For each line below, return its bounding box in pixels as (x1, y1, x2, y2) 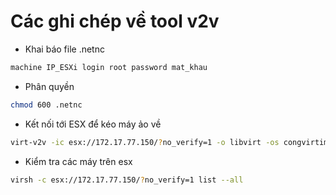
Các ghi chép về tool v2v (10, 10, 220, 33)
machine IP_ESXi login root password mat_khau (10, 62, 208, 72)
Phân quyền (24, 80, 75, 92)
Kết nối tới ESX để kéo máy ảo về (24, 118, 162, 130)
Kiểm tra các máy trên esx (24, 155, 133, 167)
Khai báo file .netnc (24, 43, 105, 55)
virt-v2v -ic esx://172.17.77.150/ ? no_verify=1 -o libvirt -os (10, 137, 280, 147)
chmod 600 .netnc (10, 100, 83, 110)
